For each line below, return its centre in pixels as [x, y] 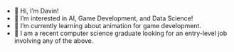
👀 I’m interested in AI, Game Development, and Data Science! [103, 18]
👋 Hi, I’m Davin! [36, 11]
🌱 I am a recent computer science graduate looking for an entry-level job [121, 33]
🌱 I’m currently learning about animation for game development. [107, 26]
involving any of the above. [54, 41]
